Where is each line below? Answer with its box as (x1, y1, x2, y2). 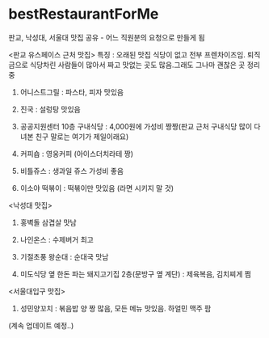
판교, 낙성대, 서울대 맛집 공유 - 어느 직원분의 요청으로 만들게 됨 (8, 32, 205, 42)
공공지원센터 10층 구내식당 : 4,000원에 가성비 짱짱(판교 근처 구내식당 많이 (19, 121, 253, 131)
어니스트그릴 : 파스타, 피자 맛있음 (19, 87, 124, 97)
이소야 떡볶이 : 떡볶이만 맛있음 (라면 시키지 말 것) (19, 183, 174, 192)
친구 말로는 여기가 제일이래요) (35, 131, 129, 142)
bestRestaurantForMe (8, 5, 159, 23)
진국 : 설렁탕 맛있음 (19, 104, 81, 114)
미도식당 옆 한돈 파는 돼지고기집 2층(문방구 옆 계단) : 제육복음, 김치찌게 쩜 (19, 268, 252, 279)
